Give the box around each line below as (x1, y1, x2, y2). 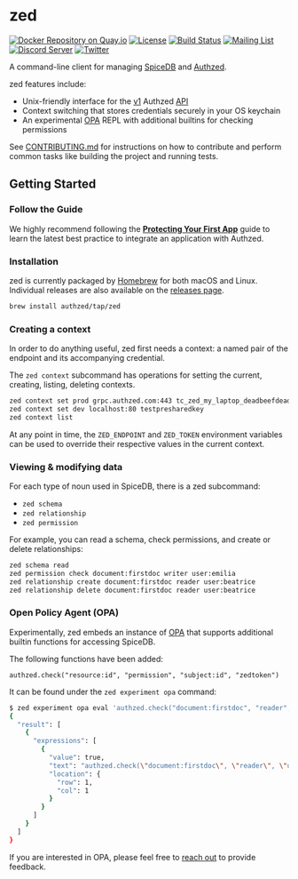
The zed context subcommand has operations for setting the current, (9, 370, 263, 380)
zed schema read (9, 561, 69, 570)
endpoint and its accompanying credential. (9, 353, 166, 364)
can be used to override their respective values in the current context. (9, 438, 265, 449)
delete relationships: (9, 544, 83, 555)
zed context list (9, 412, 74, 422)
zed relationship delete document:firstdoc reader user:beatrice (9, 586, 255, 595)
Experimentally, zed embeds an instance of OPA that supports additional (9, 627, 273, 637)
